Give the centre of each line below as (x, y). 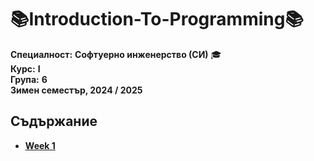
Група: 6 (29, 79)
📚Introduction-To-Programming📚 (157, 19)
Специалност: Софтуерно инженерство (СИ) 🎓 (116, 54)
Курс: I (25, 68)
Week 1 (40, 145)
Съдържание (54, 121)
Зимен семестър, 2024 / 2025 (76, 90)
